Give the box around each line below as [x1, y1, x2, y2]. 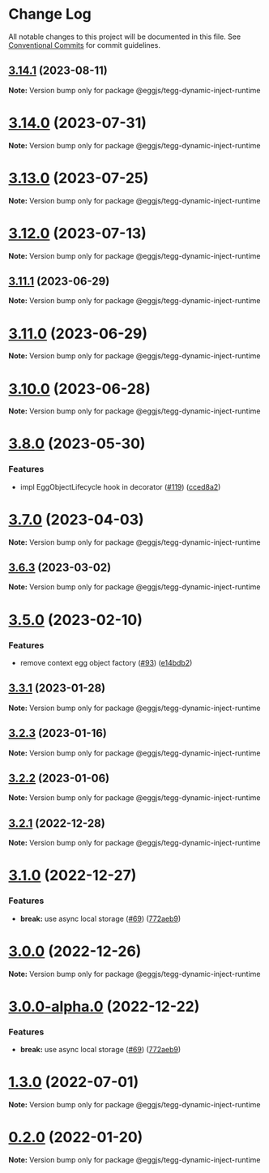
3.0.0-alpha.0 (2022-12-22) [8, 997, 200, 1016]
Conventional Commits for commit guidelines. [8, 40, 160, 49]
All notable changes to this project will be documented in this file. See [8, 32, 241, 41]
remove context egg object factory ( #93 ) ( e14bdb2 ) [19, 657, 193, 667]
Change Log [8, 5, 92, 24]
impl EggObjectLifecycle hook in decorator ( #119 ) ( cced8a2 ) [19, 482, 221, 491]
